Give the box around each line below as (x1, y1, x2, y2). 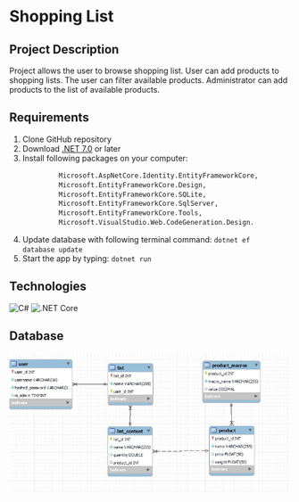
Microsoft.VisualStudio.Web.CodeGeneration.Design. (58, 218, 255, 227)
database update (21, 245, 83, 255)
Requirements (9, 110, 89, 126)
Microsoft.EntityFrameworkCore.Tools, (58, 209, 203, 218)
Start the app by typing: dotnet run (21, 253, 152, 264)
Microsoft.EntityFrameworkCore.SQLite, (58, 190, 207, 199)
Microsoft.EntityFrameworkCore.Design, (58, 180, 207, 189)
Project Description (9, 42, 120, 57)
